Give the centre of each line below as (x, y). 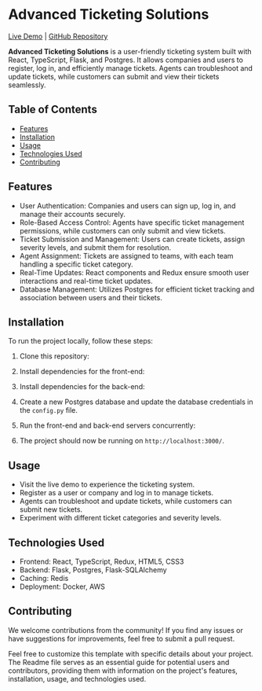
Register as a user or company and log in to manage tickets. (116, 493)
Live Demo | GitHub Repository (58, 36)
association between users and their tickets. (91, 297)
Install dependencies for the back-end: (82, 387)
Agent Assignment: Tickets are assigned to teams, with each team (126, 255)
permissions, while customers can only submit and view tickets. (122, 230)
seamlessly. (27, 85)
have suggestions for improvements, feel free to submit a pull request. (122, 638)
